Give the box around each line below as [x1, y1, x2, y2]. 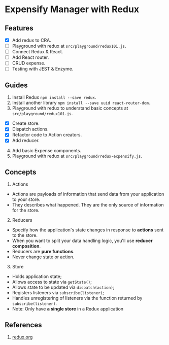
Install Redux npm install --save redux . [12, 94, 96, 100]
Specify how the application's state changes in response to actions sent [12, 227, 164, 233]
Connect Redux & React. [12, 49, 63, 55]
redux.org [12, 334, 33, 340]
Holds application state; [12, 273, 62, 280]
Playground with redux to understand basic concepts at [12, 105, 128, 111]
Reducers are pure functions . [12, 249, 75, 255]
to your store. [12, 196, 41, 202]
